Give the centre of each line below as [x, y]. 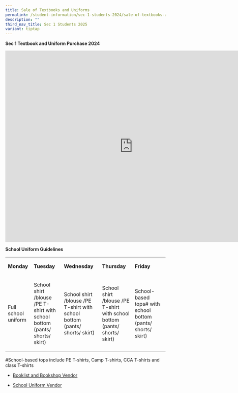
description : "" [22, 19]
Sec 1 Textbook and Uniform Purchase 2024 [53, 43]
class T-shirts [20, 365]
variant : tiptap [22, 29]
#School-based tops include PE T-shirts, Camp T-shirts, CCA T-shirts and [83, 360]
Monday [18, 266]
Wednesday [79, 266]
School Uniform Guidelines [34, 249]
